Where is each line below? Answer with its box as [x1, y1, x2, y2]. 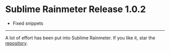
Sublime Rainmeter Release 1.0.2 [5, 4, 146, 15]
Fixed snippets [12, 20, 44, 26]
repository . [5, 40, 28, 46]
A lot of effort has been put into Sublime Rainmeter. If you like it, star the [5, 34, 156, 41]
